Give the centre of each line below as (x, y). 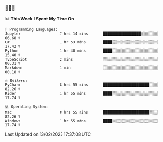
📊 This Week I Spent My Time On (40, 19)
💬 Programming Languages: (31, 30)
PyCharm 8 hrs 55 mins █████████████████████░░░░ (82, 85)
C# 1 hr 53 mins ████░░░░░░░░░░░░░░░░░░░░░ (82, 42)
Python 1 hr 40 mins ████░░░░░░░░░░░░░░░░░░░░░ (82, 51)
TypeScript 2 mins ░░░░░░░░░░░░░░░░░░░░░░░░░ (82, 60)
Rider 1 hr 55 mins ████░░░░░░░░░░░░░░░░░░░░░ (82, 94)
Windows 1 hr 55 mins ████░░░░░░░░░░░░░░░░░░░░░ (82, 121)
